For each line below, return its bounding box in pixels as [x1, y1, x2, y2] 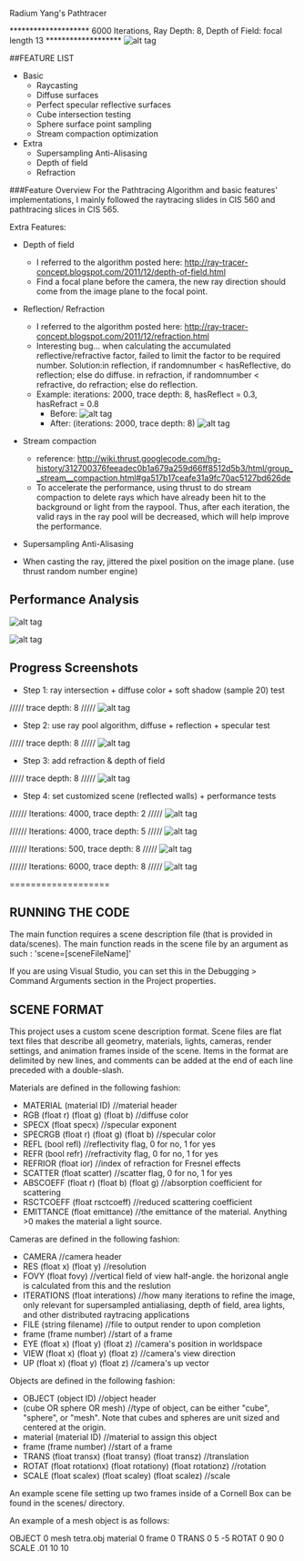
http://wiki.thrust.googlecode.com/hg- [76, 453, 221, 463]
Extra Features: [9, 222, 66, 232]
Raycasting [35, 80, 78, 90]
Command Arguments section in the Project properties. [9, 976, 217, 987]
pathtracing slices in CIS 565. [9, 204, 120, 215]
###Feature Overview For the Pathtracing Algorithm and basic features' [9, 185, 279, 195]
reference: [35, 453, 76, 463]
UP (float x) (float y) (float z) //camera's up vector [22, 1358, 210, 1369]
